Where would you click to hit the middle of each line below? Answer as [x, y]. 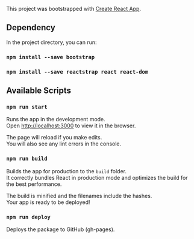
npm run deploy [29, 217]
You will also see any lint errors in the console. [64, 144]
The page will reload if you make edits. [54, 138]
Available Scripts [39, 91]
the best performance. [34, 184]
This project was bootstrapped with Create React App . [74, 9]
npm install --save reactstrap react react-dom [77, 72]
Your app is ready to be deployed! [48, 202]
